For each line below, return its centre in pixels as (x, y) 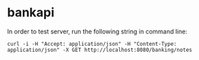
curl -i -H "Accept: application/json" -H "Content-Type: (92, 44)
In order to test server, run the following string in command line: (97, 31)
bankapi (31, 13)
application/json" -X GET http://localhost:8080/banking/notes (100, 50)
